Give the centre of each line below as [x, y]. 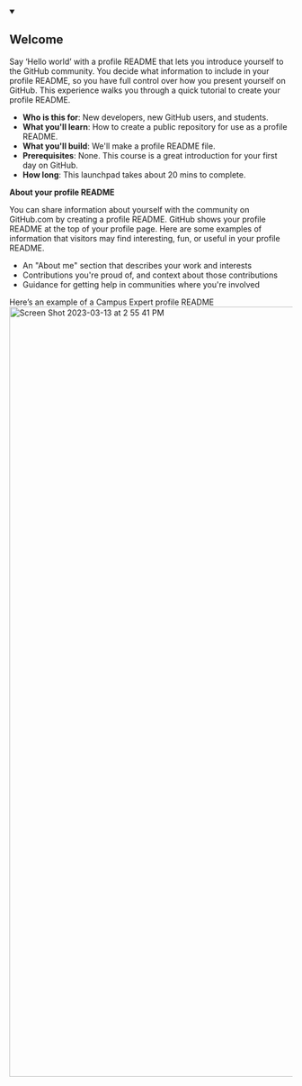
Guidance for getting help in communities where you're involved [141, 284]
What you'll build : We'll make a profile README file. [119, 146]
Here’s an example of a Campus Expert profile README [112, 302]
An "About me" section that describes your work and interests [137, 265]
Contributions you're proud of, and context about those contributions [150, 275]
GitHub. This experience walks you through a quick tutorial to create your [145, 90]
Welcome [36, 40]
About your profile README [62, 192]
